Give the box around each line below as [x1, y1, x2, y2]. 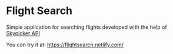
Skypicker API [6, 29, 40, 36]
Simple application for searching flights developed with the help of [6, 23, 167, 31]
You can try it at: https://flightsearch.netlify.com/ [6, 41, 124, 48]
